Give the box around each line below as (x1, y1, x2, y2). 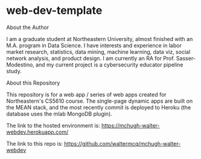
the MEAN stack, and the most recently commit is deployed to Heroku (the (6, 103, 191, 111)
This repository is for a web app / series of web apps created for (6, 91, 167, 98)
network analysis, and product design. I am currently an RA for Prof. (6, 54, 175, 62)
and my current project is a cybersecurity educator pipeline (35, 61, 183, 68)
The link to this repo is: (6, 140, 63, 147)
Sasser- (176, 54, 196, 62)
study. (6, 67, 22, 74)
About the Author (6, 24, 49, 31)
